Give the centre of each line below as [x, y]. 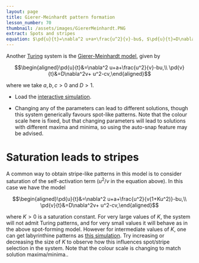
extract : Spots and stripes [41, 34]
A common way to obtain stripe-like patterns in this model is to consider [94, 174]
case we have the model [36, 187]
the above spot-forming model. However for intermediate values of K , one [96, 229]
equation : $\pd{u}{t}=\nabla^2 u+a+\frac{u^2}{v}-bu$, [75, 39]
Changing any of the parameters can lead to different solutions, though [101, 108]
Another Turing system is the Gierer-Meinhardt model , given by [83, 56]
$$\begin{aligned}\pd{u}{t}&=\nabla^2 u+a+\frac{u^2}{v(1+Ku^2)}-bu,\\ [99, 198]
